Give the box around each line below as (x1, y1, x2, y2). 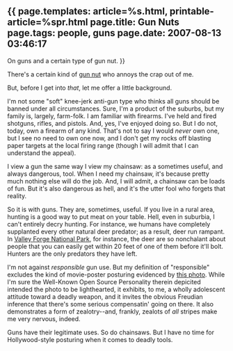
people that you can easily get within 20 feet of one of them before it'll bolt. (7, 242, 224, 250)
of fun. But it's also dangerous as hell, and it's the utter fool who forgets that (7, 184, 226, 193)
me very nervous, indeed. (7, 314, 81, 323)
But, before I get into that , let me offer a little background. (7, 83, 172, 92)
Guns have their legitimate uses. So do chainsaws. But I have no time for (7, 328, 214, 336)
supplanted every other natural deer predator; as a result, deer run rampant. (7, 227, 225, 236)
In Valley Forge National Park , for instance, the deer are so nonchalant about (7, 234, 226, 243)
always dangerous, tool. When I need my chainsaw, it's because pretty (7, 170, 210, 178)
